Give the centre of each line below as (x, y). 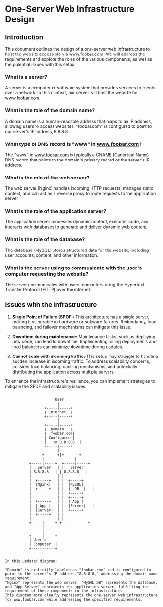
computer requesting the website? (47, 274)
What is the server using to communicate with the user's (73, 268)
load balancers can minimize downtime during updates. (68, 347)
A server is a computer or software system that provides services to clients (80, 88)
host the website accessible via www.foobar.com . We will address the (75, 54)
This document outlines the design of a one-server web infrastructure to (78, 49)
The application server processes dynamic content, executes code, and (77, 222)
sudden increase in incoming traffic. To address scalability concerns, (81, 361)
